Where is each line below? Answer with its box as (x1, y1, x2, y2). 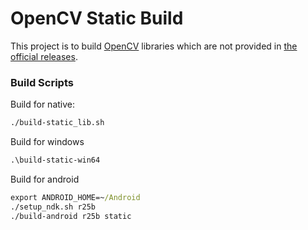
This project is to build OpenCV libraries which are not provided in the (10, 40, 298, 52)
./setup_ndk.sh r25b (10, 202, 97, 212)
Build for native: (10, 98, 75, 111)
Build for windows (10, 136, 85, 148)
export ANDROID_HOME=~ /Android (10, 192, 141, 202)
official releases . (10, 50, 78, 62)
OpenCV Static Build (10, 7, 184, 30)
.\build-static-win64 (10, 155, 101, 166)
